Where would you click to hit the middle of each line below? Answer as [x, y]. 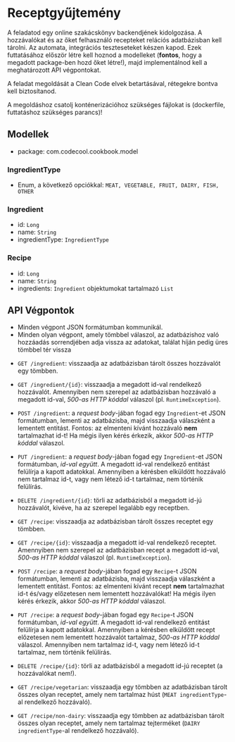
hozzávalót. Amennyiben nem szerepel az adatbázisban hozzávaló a [117, 392]
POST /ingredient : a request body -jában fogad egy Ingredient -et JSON [121, 413]
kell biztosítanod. [32, 91]
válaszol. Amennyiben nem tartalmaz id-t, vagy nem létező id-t [108, 645]
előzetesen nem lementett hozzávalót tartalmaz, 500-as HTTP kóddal [119, 637]
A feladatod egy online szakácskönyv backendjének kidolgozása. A [105, 32]
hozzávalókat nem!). [47, 674]
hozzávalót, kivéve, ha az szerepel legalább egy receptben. [103, 508]
